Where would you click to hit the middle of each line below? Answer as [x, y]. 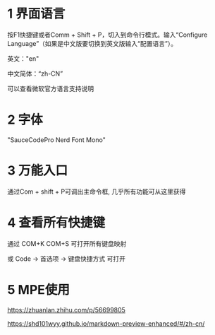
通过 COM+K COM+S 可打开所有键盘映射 [67, 243]
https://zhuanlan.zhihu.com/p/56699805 [66, 310]
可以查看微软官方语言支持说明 [50, 88]
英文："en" [23, 58]
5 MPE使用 [39, 289]
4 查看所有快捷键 [56, 223]
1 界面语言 [36, 14]
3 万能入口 [38, 171]
